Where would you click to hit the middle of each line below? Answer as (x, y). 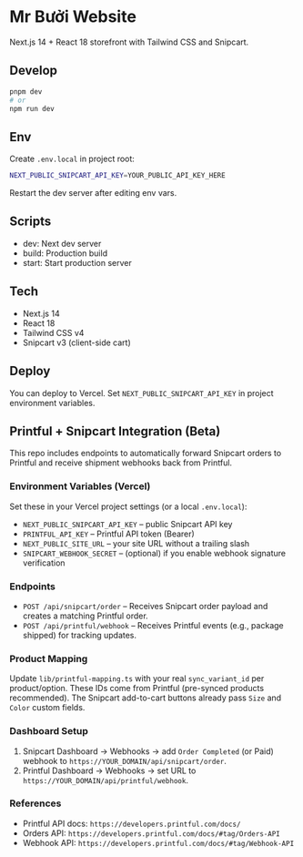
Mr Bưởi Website (73, 17)
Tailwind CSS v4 (53, 332)
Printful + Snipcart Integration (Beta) (115, 431)
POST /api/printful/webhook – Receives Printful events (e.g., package (153, 625)
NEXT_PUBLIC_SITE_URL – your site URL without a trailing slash (136, 543)
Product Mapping (49, 658)
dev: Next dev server (62, 243)
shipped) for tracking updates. (80, 635)
